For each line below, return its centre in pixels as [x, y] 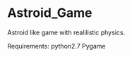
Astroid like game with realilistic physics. [66, 32]
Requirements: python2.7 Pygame [56, 46]
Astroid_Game [50, 13]
